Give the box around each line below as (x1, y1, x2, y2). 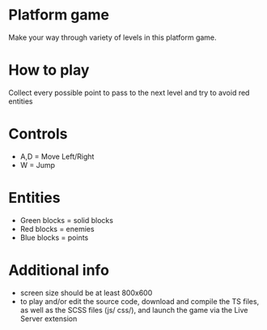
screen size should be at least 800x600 (19, 288, 153, 298)
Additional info (8, 261, 109, 279)
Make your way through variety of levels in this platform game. (8, 32, 217, 42)
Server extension (19, 314, 78, 324)
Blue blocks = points (19, 233, 89, 242)
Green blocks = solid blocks (19, 215, 113, 225)
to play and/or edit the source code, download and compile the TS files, (19, 296, 260, 306)
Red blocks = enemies (19, 224, 95, 234)
